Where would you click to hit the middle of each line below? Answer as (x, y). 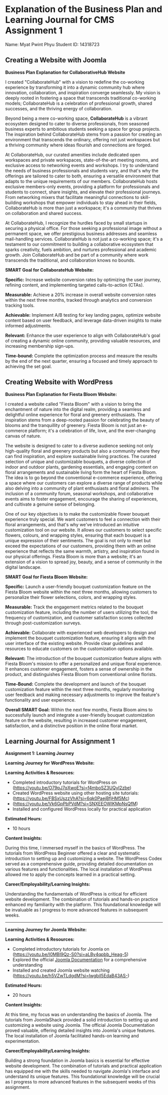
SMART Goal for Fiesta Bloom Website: (46, 577)
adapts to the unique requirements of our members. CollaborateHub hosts (81, 181)
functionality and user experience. (40, 700)
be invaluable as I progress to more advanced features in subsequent (77, 910)
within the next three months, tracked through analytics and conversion (79, 300)
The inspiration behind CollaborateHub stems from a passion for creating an (83, 134)
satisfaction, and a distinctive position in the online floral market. (71, 726)
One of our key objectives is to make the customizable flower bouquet (77, 514)
